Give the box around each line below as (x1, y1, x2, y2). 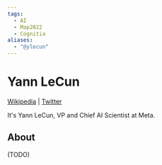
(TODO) (7, 150, 30, 159)
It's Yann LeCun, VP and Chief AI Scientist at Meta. (7, 110, 156, 119)
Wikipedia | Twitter (7, 97, 62, 106)
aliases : (7, 37, 33, 44)
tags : (7, 10, 23, 18)
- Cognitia (13, 30, 46, 38)
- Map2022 (13, 23, 42, 30)
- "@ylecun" (13, 43, 50, 50)
